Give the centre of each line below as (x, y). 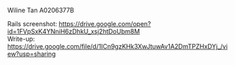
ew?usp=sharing (32, 54)
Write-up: (21, 39)
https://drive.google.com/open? (105, 24)
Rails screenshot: (32, 24)
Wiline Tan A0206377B (41, 10)
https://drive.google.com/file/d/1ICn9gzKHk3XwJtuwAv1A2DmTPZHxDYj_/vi (117, 46)
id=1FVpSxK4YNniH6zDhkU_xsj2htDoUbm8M (74, 31)
